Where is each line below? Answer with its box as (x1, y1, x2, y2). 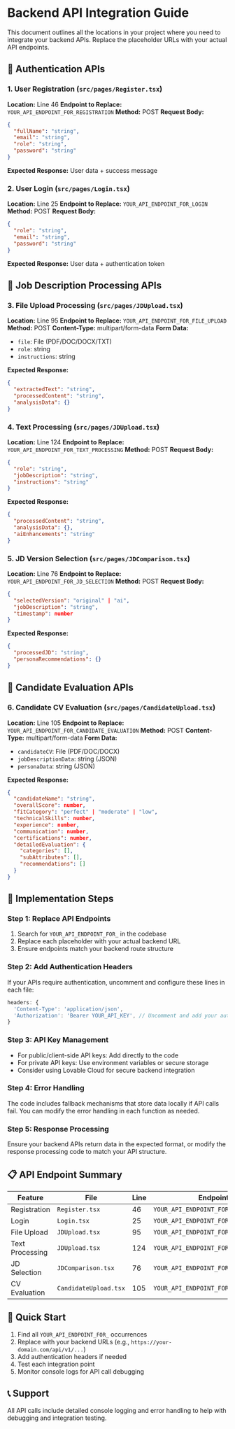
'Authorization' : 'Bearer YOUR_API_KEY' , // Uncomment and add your (13, 1012, 218, 1019)
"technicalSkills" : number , (13, 815, 96, 822)
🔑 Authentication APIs (7, 63, 106, 75)
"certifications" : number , (13, 834, 92, 841)
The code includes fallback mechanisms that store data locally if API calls (7, 1099, 219, 1107)
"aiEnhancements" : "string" (13, 530, 96, 537)
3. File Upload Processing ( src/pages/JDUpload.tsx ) (7, 300, 183, 310)
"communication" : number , (13, 828, 90, 835)
